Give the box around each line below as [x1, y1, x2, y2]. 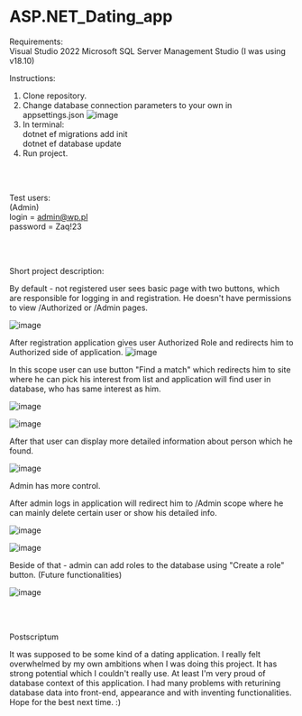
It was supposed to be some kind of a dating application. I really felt [9, 648, 261, 659]
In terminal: [22, 119, 65, 130]
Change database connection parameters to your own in [22, 99, 233, 110]
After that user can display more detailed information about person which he [9, 436, 293, 446]
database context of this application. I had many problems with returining [9, 677, 281, 688]
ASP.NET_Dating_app [9, 6, 173, 27]
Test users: [9, 192, 51, 203]
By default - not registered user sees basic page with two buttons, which [9, 282, 280, 294]
